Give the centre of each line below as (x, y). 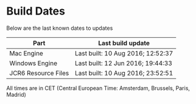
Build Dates (36, 11)
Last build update (124, 43)
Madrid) (16, 94)
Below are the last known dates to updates (60, 28)
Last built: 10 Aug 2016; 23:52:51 (124, 73)
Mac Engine (26, 53)
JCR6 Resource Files (39, 73)
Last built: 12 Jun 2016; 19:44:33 (124, 63)
